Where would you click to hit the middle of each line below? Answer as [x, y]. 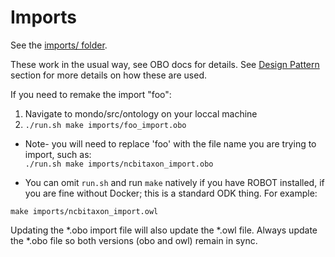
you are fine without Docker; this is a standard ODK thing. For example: [171, 193]
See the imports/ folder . [59, 45]
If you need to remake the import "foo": [91, 94]
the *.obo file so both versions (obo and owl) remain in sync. [134, 240]
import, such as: [58, 154]
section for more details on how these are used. [109, 75]
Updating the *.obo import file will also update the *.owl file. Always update [164, 230]
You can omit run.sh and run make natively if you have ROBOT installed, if [174, 182]
